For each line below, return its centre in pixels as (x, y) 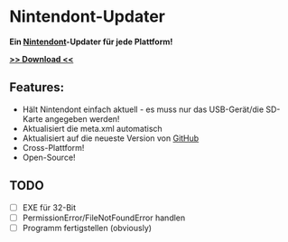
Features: (37, 88)
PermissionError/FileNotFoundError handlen (104, 218)
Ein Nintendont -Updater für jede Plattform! (91, 42)
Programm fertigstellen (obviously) (87, 228)
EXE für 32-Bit (49, 207)
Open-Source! (49, 157)
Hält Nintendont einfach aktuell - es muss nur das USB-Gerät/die (143, 109)
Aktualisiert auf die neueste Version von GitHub (111, 138)
